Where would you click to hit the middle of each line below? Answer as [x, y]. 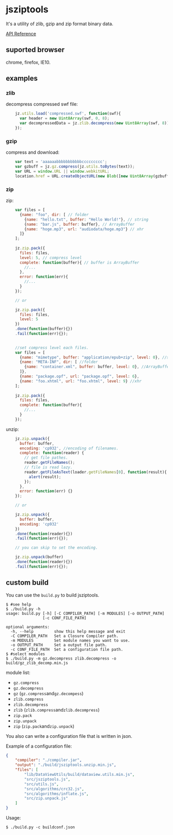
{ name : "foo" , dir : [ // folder [54, 214]
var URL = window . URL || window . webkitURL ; [62, 171]
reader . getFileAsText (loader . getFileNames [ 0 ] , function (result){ [96, 472]
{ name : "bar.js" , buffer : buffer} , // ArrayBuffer [80, 224]
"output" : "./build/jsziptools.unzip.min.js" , [66, 765]
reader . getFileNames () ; [50, 463]
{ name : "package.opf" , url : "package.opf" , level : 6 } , [79, 376]
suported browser [35, 50]
